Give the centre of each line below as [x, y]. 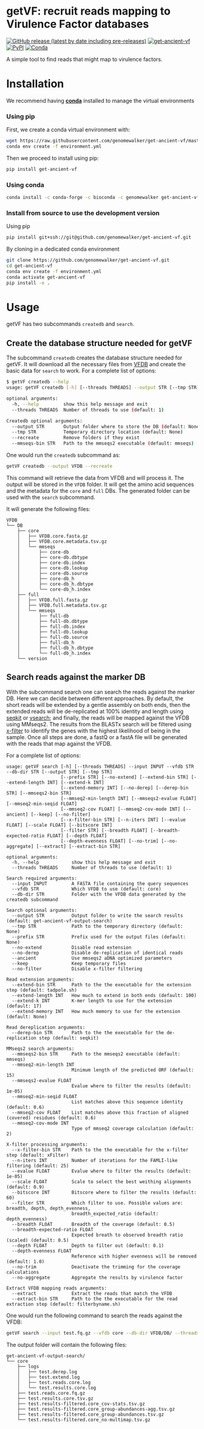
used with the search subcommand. [51, 497]
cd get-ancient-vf [29, 266]
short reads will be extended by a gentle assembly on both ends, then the [98, 704]
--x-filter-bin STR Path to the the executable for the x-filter [100, 1150]
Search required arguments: [42, 878]
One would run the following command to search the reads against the [94, 1315]
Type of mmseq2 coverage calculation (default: [133, 1128]
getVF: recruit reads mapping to [89, 11]
